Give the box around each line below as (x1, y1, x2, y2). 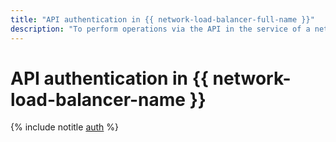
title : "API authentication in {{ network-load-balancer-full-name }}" (10, 14, 315, 25)
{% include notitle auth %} (10, 121, 120, 133)
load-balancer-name (10, 88, 187, 111)
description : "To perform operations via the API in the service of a (10, 24, 311, 34)
